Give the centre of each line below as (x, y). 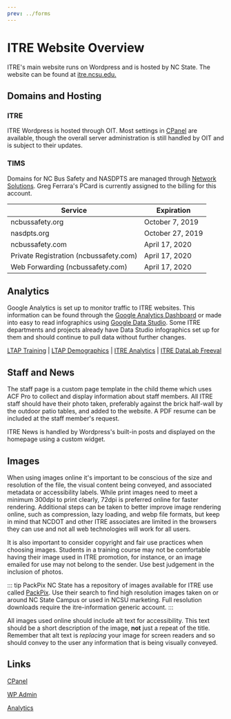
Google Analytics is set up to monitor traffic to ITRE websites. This (101, 308)
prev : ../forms (29, 13)
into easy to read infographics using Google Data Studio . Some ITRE (104, 323)
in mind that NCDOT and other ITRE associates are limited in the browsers (112, 521)
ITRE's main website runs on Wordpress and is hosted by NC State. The (109, 67)
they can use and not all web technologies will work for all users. (99, 529)
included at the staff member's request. (63, 418)
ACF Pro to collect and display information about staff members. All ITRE (110, 396)
